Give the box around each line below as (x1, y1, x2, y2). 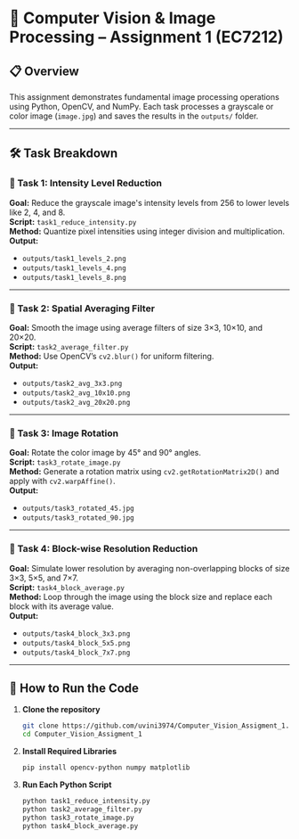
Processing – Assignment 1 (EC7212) (9, 27, 284, 47)
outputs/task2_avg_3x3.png (21, 379, 123, 388)
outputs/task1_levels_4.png (21, 263, 126, 273)
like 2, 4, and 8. (9, 207, 66, 218)
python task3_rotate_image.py (21, 813, 135, 822)
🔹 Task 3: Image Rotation (9, 427, 119, 440)
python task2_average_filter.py (21, 804, 142, 814)
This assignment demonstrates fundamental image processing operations (9, 92, 280, 102)
